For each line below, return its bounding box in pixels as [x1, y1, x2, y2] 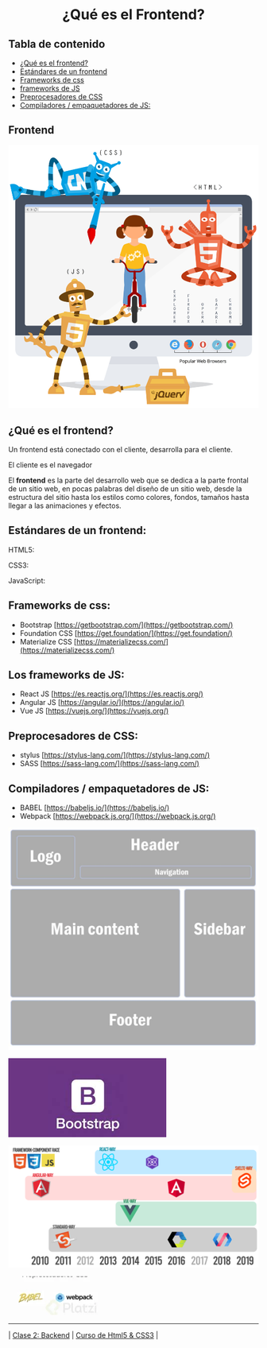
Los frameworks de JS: [8, 668, 125, 681]
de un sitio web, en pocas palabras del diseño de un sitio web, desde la [8, 483, 242, 494]
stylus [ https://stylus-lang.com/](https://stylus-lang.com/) [19, 750, 211, 760]
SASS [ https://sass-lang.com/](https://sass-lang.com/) [19, 759, 200, 769]
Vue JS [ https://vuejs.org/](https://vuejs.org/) [19, 706, 169, 716]
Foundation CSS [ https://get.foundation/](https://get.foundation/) [19, 628, 233, 637]
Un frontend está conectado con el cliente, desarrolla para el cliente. [8, 444, 233, 454]
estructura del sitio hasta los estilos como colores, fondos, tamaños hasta [8, 492, 250, 502]
